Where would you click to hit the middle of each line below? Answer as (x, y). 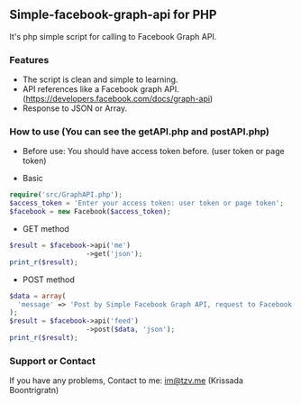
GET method (46, 229)
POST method (48, 280)
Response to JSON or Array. (75, 108)
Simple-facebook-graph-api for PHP (113, 15)
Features (29, 60)
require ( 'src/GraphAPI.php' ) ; (66, 195)
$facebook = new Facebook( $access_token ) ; (90, 212)
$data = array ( (38, 296)
